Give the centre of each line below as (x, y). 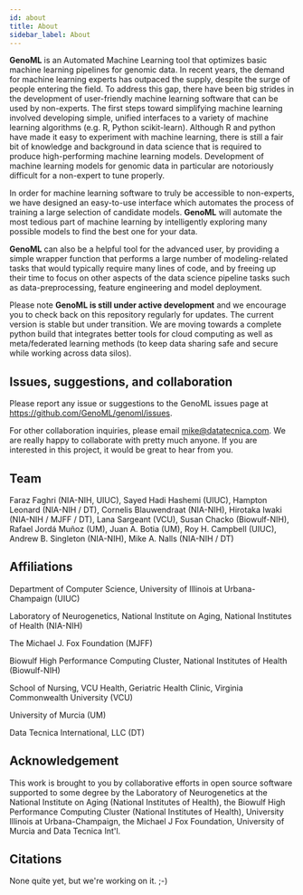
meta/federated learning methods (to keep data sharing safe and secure (144, 344)
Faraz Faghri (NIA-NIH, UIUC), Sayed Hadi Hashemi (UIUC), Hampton (138, 500)
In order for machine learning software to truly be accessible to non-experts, (152, 193)
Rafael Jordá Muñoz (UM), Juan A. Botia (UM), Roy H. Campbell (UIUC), (143, 529)
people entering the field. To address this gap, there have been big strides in (152, 89)
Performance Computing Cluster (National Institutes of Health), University (147, 812)
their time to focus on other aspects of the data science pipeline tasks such (150, 278)
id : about (28, 18)
